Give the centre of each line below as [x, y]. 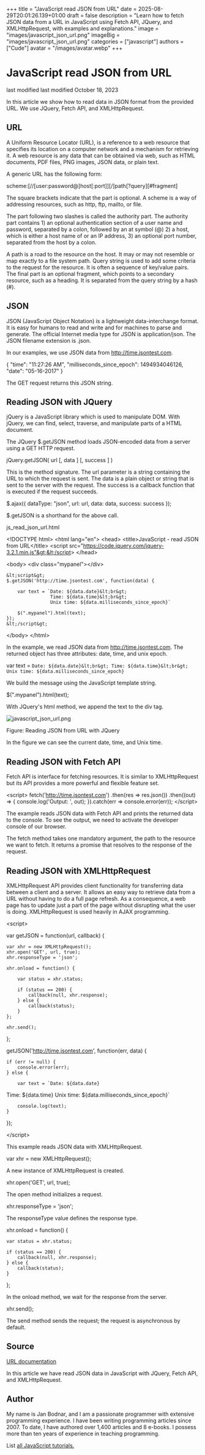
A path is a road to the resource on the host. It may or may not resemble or [100, 254]
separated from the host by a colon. [51, 242]
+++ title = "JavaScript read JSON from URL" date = [72, 9]
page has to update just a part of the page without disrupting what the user [101, 905]
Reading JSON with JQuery [59, 402]
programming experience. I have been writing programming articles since [99, 1420]
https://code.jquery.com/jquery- [123, 546]
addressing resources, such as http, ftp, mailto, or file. [74, 204]
